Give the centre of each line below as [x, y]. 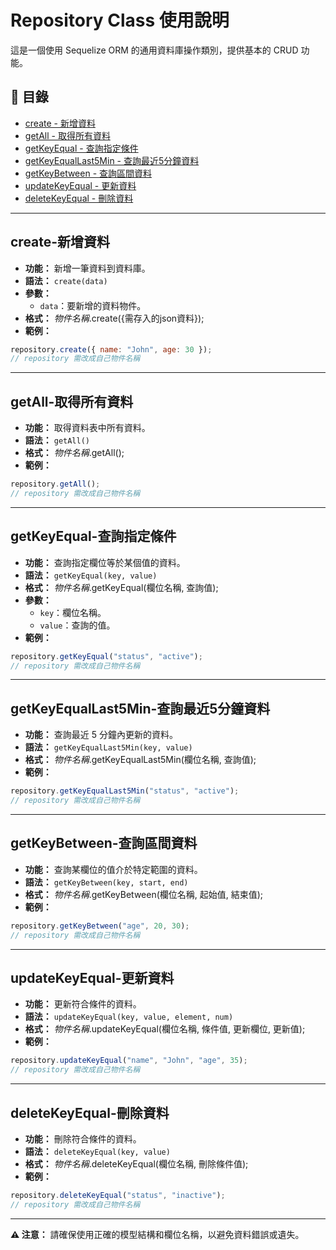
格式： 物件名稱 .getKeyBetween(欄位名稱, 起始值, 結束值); [144, 894]
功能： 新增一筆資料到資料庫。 [87, 268]
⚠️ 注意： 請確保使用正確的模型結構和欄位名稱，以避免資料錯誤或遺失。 [157, 1234]
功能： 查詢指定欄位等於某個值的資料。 [105, 562]
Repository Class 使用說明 [120, 20]
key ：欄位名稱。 [73, 612]
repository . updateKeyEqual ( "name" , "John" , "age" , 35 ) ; [129, 1061]
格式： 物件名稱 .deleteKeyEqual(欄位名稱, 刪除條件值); [136, 1163]
